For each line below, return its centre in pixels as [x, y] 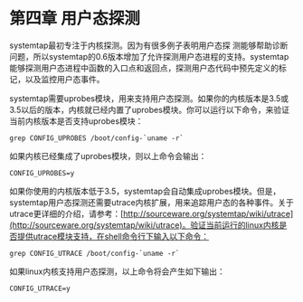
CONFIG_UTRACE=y [40, 288]
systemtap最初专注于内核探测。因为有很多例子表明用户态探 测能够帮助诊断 [149, 45]
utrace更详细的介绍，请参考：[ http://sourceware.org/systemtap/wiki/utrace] [151, 213]
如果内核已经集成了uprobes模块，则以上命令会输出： [108, 156]
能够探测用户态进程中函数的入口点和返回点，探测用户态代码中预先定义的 [144, 68]
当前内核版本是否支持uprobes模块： [76, 121]
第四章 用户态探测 [75, 19]
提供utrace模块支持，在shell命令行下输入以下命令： [113, 236]
